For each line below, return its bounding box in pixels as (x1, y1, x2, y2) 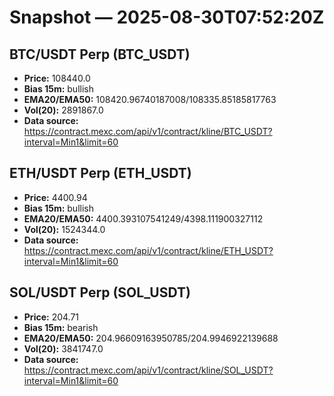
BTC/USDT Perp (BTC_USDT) (9, 46, 191, 63)
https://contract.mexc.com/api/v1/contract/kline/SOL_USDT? (23, 364, 274, 376)
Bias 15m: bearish (23, 321, 99, 333)
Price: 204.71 (23, 311, 80, 323)
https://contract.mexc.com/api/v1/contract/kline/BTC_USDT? (23, 126, 273, 137)
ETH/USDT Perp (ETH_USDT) (9, 165, 192, 182)
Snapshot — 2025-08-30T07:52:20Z (9, 6, 325, 29)
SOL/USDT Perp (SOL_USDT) (9, 284, 191, 301)
